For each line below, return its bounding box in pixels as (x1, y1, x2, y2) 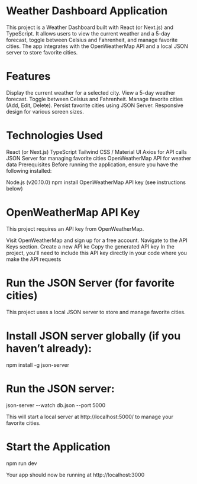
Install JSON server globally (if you (6, 329, 181, 343)
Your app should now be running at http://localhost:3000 (6, 471, 145, 478)
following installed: (6, 167, 52, 174)
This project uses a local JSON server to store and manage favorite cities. (6, 308, 186, 315)
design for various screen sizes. (6, 108, 84, 115)
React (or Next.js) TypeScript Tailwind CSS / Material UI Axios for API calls (6, 148, 188, 155)
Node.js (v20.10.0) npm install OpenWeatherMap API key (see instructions (6, 179, 186, 186)
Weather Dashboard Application (6, 4, 168, 18)
